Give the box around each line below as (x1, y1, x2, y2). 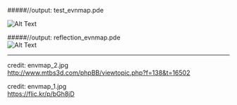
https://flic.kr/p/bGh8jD (7, 89, 75, 98)
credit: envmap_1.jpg (7, 82, 67, 90)
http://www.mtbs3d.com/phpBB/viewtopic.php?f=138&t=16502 (7, 68, 190, 77)
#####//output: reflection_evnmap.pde (7, 33, 121, 42)
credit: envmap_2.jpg (7, 61, 69, 69)
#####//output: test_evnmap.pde (7, 6, 104, 14)
